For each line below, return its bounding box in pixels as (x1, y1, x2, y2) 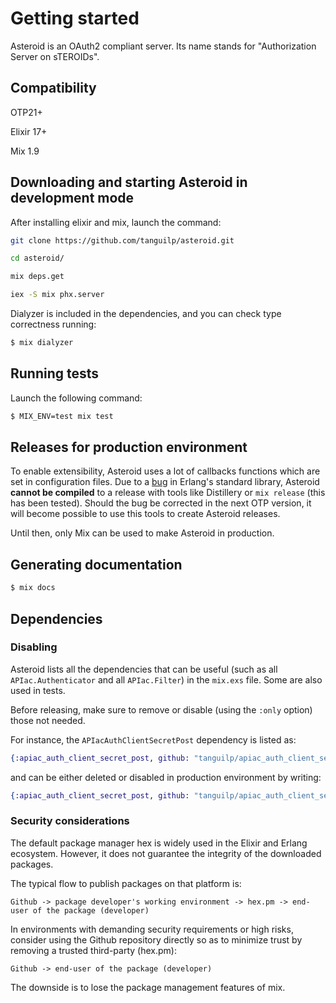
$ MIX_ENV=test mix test (10, 411, 114, 421)
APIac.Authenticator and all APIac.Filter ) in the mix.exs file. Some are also (10, 673, 323, 686)
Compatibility (10, 80, 97, 97)
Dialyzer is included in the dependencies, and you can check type (10, 308, 282, 320)
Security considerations (10, 814, 130, 828)
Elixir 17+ (10, 125, 48, 137)
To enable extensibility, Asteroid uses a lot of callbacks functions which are (10, 465, 321, 477)
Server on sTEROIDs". (10, 50, 100, 62)
